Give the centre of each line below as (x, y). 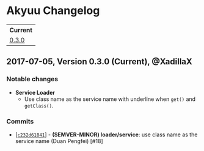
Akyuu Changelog (53, 11)
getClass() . (39, 105)
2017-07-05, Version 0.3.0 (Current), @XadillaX (99, 62)
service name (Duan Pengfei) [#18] (59, 141)
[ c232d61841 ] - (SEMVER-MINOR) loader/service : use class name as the (106, 134)
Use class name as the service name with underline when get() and (110, 99)
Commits (20, 121)
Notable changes (32, 79)
